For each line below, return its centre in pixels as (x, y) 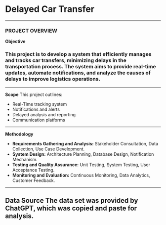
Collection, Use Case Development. (48, 149)
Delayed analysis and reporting (44, 114)
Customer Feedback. (34, 180)
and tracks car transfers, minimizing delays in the (66, 60)
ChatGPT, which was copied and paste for (71, 208)
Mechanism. (25, 159)
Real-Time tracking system (40, 104)
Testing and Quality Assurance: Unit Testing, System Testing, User (81, 165)
